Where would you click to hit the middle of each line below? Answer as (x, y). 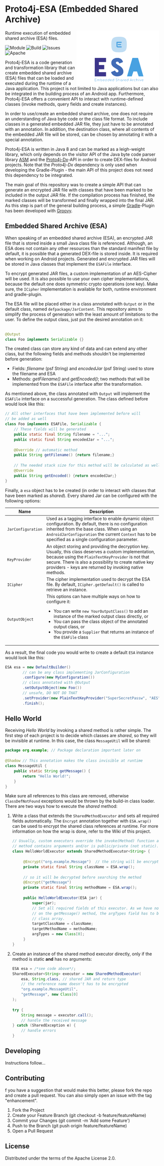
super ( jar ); (44, 903)
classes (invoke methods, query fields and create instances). (66, 104)
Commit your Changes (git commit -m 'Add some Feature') (71, 1120)
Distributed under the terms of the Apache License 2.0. (61, 1158)
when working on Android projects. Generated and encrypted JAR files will (80, 259)
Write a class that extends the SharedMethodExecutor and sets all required (85, 816)
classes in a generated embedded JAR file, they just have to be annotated (79, 124)
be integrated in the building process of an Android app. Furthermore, (75, 94)
